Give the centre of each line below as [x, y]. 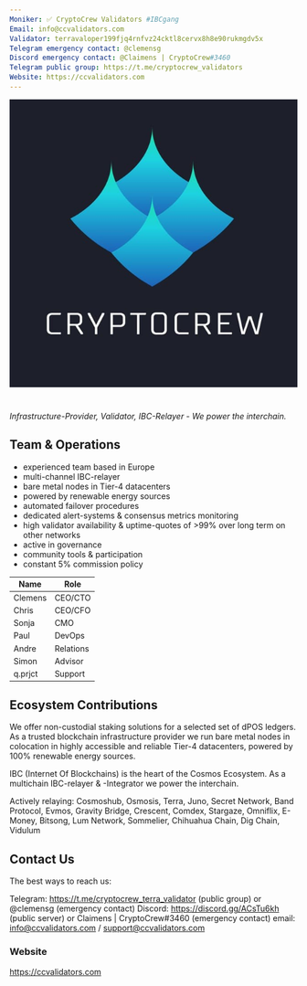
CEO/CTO [73, 598]
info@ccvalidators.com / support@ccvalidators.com [107, 928]
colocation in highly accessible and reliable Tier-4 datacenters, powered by [152, 747]
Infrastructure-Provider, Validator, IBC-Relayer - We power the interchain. [148, 417]
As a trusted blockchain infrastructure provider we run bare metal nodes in [150, 737]
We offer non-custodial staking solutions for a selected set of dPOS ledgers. [153, 727]
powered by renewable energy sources [96, 496]
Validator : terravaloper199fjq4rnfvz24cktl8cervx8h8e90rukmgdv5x [136, 38]
